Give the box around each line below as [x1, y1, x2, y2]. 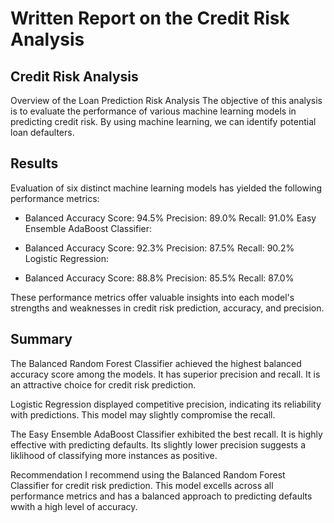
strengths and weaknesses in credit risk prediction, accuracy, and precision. [10, 302, 325, 314]
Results [10, 155, 59, 172]
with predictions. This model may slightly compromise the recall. [10, 408, 276, 421]
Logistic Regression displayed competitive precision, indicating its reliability [10, 398, 322, 410]
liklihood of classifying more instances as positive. [10, 449, 218, 461]
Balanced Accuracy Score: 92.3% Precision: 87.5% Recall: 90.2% [24, 242, 295, 254]
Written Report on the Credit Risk [10, 7, 290, 30]
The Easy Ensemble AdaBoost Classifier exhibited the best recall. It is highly [10, 428, 323, 440]
